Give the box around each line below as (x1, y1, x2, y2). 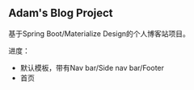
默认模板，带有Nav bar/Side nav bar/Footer (19, 63, 164, 72)
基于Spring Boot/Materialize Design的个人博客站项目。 (8, 28, 190, 39)
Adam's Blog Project (8, 6, 113, 20)
